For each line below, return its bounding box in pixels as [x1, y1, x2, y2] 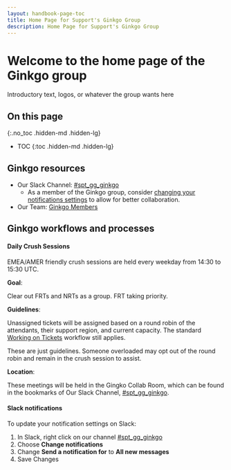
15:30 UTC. [7, 264, 39, 273]
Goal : [7, 278, 23, 287]
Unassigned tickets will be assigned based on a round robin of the [7, 318, 196, 327]
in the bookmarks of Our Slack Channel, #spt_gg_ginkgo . [7, 388, 169, 397]
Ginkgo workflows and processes [7, 223, 155, 235]
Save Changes [17, 455, 59, 463]
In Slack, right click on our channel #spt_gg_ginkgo [17, 433, 163, 441]
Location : [7, 368, 35, 376]
